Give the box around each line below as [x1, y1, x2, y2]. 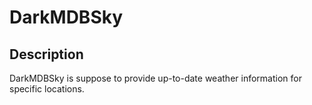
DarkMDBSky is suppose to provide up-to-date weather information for [9, 72, 302, 84]
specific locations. [9, 83, 85, 95]
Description [9, 46, 84, 63]
